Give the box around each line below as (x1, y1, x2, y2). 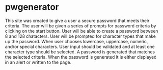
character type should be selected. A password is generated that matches (5, 48, 155, 55)
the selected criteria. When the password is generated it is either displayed (5, 54, 157, 60)
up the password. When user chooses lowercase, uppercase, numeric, (5, 38, 148, 44)
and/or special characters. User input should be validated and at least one (5, 44, 155, 49)
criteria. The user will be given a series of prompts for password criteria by (5, 23, 156, 28)
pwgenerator (5, 1, 59, 13)
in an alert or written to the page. (5, 59, 72, 65)
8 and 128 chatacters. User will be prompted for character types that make (5, 33, 156, 39)
